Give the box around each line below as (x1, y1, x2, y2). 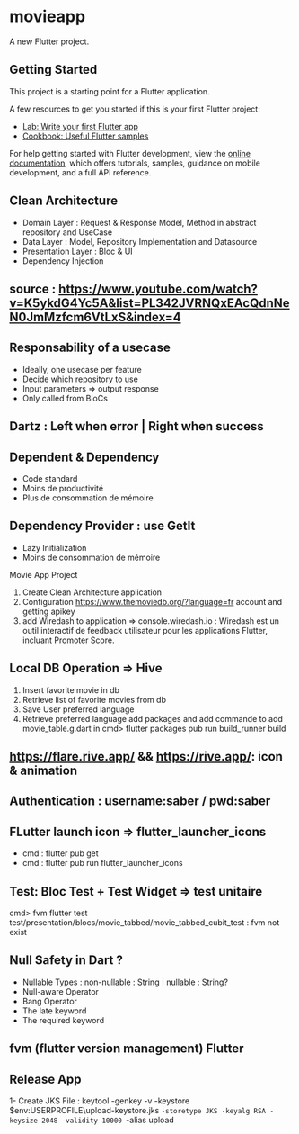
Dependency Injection (22, 255, 104, 266)
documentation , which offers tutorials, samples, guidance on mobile (9, 157, 260, 168)
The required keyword (22, 1014, 105, 1025)
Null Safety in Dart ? (9, 952, 124, 968)
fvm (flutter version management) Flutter (9, 1041, 244, 1057)
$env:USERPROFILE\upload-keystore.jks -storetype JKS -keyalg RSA (9, 1105, 267, 1116)
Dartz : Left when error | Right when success (9, 418, 265, 434)
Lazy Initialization (22, 542, 87, 553)
